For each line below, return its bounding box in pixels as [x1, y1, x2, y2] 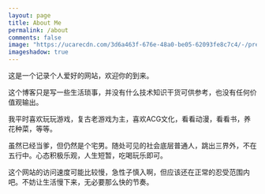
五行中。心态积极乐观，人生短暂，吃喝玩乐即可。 [8, 151, 167, 160]
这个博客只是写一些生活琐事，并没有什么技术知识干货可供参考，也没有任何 [8, 88, 250, 97]
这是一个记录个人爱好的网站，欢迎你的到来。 [8, 71, 154, 80]
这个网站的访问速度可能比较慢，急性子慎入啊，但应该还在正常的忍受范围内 [8, 167, 250, 177]
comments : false [8, 33, 62, 42]
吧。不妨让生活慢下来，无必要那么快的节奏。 [8, 177, 154, 186]
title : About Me [8, 19, 62, 27]
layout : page [8, 11, 51, 20]
